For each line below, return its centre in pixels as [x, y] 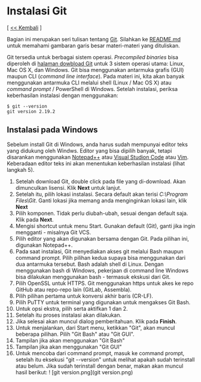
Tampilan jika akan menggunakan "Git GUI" [68, 347]
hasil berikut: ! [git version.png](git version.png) [74, 372]
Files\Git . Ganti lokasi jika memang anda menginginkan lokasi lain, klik [101, 200]
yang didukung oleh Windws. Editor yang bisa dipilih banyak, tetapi [89, 150]
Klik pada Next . [34, 219]
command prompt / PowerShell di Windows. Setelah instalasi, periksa [92, 89]
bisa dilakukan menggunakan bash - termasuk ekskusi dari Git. [93, 277]
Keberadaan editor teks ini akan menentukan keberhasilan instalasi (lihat [96, 163]
